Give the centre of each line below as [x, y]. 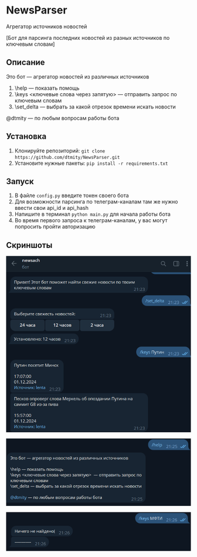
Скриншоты [29, 245]
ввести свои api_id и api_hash [52, 208]
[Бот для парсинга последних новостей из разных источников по [88, 38]
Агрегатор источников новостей [47, 26]
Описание [26, 62]
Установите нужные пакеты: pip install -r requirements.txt [91, 163]
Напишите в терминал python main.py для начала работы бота [93, 214]
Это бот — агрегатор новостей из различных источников [78, 76]
